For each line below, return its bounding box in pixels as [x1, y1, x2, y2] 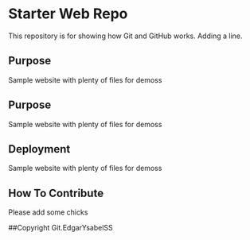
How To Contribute [8, 186, 104, 199]
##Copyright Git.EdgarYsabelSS [8, 223, 113, 233]
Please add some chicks [8, 207, 88, 217]
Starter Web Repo [8, 5, 128, 23]
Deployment [8, 142, 71, 156]
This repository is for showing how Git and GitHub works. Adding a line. [8, 31, 243, 41]
